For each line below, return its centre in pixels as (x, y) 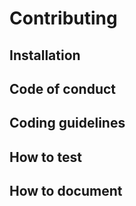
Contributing (63, 18)
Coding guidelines (67, 123)
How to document (66, 191)
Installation (45, 55)
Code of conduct (63, 88)
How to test (45, 157)
